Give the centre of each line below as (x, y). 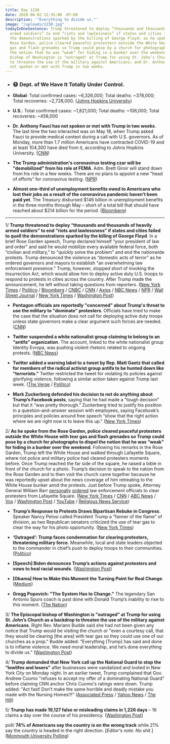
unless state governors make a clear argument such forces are (78, 321)
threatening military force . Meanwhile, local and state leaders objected (87, 543)
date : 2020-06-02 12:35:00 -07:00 (42, 15)
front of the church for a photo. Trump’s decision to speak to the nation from (85, 469)
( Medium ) (23, 584)
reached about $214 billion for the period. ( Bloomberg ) (69, 211)
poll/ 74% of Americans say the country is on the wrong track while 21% (82, 725)
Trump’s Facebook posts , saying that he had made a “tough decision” (86, 400)
